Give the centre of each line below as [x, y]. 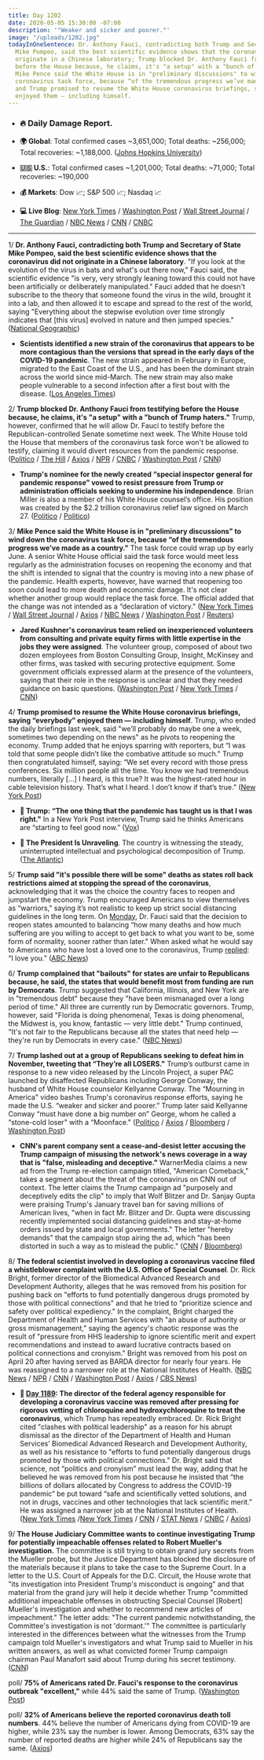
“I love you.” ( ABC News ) [48, 958]
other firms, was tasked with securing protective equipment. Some [127, 663]
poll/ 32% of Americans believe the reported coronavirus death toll [119, 1714]
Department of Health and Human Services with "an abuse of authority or [127, 1319]
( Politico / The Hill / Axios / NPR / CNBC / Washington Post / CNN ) [115, 459]
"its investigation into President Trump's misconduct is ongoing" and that [126, 1584]
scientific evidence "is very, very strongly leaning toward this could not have [132, 278]
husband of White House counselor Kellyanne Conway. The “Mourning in [126, 1089]
